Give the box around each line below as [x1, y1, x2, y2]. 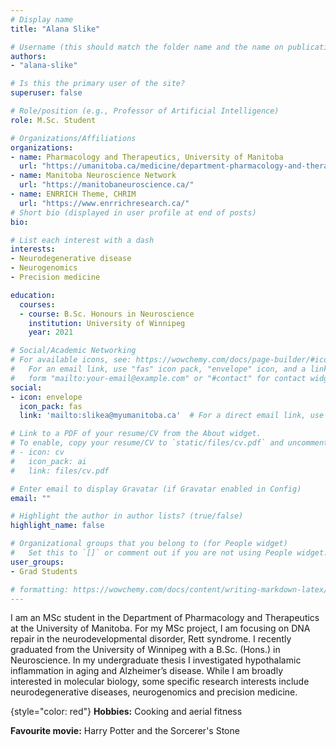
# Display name [10, 14, 74, 25]
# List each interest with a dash [10, 235, 155, 245]
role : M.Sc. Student [10, 115, 97, 125]
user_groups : [10, 557, 65, 567]
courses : [19, 299, 56, 310]
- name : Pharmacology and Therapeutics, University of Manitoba [10, 152, 284, 162]
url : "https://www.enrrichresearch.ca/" [19, 198, 190, 208]
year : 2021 [28, 327, 74, 338]
